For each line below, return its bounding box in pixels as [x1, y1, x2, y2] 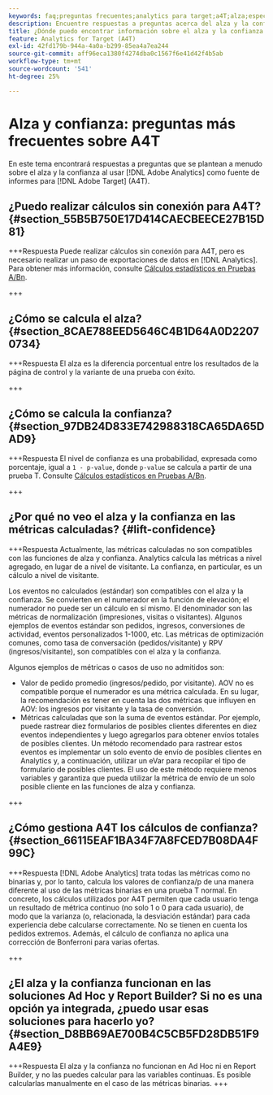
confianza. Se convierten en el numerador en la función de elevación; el [8, 594, 249, 604]
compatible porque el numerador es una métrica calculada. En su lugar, [19, 686, 260, 696]
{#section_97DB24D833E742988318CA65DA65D [8, 419, 265, 433]
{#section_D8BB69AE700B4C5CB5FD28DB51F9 [8, 1028, 260, 1041]
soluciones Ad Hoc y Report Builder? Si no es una [8, 989, 262, 1003]
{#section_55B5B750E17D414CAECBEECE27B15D [8, 212, 265, 226]
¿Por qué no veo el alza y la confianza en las [8, 510, 236, 524]
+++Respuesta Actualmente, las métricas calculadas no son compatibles [8, 544, 253, 554]
